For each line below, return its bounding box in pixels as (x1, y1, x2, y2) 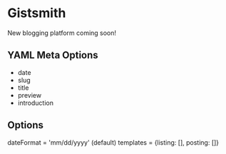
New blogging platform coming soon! (7, 29, 116, 37)
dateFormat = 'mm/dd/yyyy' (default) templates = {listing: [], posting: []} (7, 138, 220, 147)
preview (17, 91, 41, 99)
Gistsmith (7, 5, 66, 21)
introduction (17, 98, 53, 107)
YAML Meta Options (7, 49, 98, 61)
